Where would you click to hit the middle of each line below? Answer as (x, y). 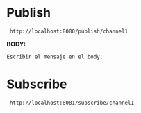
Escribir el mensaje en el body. (55, 57)
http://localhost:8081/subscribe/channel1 (72, 103)
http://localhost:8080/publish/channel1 (69, 31)
